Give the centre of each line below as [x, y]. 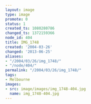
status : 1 [15, 24]
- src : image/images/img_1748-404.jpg [45, 89]
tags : [11, 75]
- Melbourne [17, 79]
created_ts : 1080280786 [30, 28]
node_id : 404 [19, 38]
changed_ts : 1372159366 [30, 33]
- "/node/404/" [21, 65]
